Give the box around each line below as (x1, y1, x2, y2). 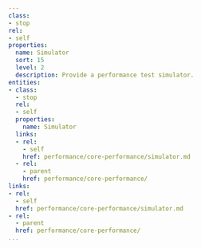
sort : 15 (15, 57, 45, 65)
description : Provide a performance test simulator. (15, 71, 195, 79)
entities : (8, 78, 41, 86)
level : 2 (15, 64, 45, 72)
